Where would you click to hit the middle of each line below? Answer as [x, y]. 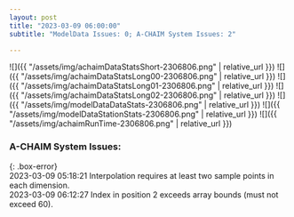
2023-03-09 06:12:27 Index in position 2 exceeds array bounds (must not [144, 194]
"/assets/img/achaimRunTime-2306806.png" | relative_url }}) [121, 124]
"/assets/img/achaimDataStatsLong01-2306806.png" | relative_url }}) [147, 86]
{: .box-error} [33, 166]
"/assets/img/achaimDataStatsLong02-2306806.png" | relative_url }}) [148, 95]
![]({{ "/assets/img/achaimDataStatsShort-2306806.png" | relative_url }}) [142, 67]
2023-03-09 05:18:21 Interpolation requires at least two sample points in [142, 175]
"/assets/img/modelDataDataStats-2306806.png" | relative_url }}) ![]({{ [151, 105]
